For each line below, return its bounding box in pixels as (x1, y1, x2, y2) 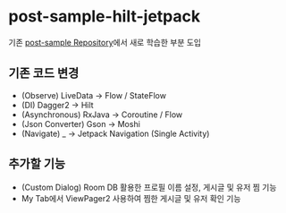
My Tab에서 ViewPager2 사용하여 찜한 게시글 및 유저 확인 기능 (21, 192, 241, 203)
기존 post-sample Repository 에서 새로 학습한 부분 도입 (8, 37, 202, 47)
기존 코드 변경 (8, 65, 80, 81)
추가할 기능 (8, 157, 66, 172)
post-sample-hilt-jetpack (8, 6, 201, 27)
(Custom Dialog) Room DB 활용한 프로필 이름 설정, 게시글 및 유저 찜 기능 (21, 182, 277, 192)
